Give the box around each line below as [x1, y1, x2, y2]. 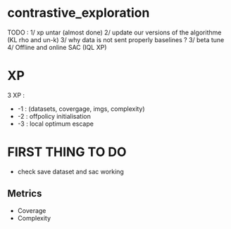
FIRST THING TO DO [7, 144, 127, 160]
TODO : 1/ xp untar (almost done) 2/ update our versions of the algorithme [7, 28, 222, 37]
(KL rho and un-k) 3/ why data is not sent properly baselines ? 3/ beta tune [7, 35, 225, 44]
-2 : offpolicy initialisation [17, 112, 92, 120]
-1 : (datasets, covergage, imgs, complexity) [17, 104, 146, 113]
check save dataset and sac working [17, 167, 125, 176]
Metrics [7, 188, 42, 199]
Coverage [17, 206, 46, 215]
